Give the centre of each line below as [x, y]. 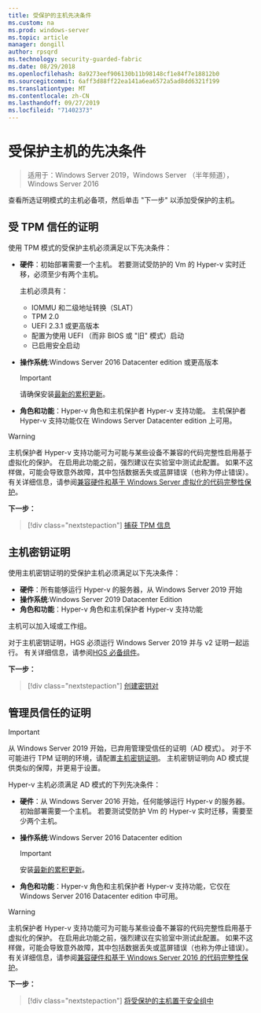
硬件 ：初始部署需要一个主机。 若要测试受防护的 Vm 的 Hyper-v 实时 [129, 264]
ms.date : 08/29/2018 [42, 67]
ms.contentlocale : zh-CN [49, 96]
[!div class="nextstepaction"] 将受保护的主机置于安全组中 [120, 1001]
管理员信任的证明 [50, 712]
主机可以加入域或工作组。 [50, 626]
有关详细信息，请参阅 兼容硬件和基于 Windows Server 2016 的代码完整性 [125, 958]
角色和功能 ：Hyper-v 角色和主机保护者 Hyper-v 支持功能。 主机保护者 [132, 410]
